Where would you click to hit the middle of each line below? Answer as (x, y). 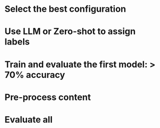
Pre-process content (48, 97)
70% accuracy (35, 75)
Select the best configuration (65, 9)
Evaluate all (28, 119)
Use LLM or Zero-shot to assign (70, 32)
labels (17, 42)
